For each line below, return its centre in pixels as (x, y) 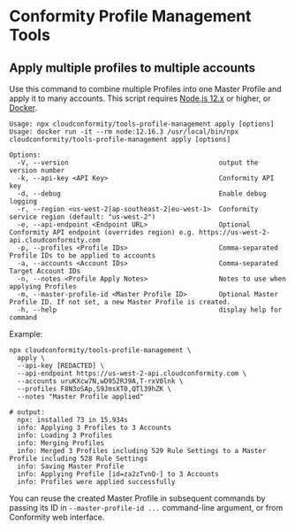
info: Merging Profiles (61, 443)
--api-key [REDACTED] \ (61, 366)
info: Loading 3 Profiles (65, 435)
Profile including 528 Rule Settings (79, 458)
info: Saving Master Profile (71, 466)
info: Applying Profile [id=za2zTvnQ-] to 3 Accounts (118, 474)
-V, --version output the (138, 163)
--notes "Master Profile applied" (80, 396)
